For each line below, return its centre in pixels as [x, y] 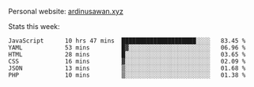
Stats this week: [34, 26]
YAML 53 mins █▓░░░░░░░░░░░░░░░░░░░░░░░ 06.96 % [127, 48]
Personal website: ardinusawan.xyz [66, 11]
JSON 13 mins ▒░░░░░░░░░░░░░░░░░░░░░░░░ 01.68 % [127, 68]
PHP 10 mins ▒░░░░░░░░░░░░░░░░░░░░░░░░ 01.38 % [127, 75]
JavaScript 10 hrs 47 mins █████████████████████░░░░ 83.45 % [127, 41]
